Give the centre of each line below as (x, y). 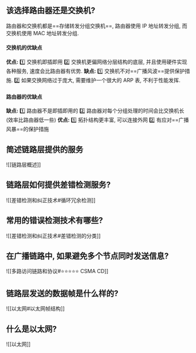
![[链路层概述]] (23, 165)
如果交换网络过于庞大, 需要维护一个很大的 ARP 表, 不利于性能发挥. (101, 80)
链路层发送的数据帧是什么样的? (62, 293)
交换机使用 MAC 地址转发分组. (43, 33)
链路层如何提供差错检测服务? (58, 185)
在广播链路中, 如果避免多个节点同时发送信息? (87, 256)
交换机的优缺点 (24, 48)
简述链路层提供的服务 (45, 149)
